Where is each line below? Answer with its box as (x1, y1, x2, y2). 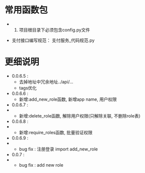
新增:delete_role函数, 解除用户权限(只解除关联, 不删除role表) (19, 113, 141, 118)
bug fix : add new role (19, 162, 63, 168)
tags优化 (19, 85, 37, 91)
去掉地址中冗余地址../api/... (19, 79, 74, 85)
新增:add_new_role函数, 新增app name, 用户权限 (19, 96, 117, 102)
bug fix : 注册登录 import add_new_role (19, 146, 98, 152)
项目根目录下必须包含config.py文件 (19, 27, 90, 32)
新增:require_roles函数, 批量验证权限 (19, 129, 93, 135)
